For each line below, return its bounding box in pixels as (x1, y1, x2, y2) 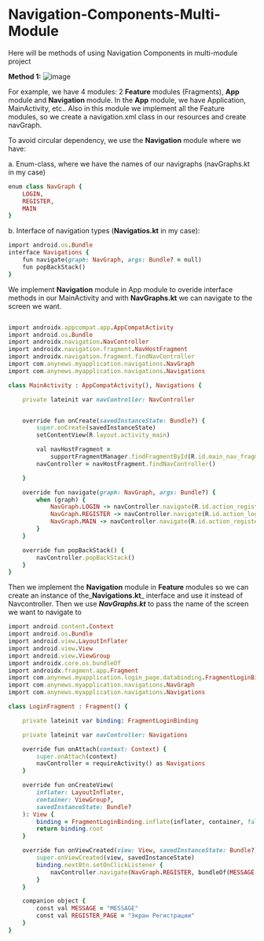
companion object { (22, 897, 86, 905)
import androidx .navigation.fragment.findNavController (8, 353, 195, 361)
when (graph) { (36, 496, 86, 503)
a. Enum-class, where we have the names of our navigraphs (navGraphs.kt (8, 159, 250, 168)
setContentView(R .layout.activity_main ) (36, 431, 170, 439)
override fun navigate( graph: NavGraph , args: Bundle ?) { (22, 489, 216, 496)
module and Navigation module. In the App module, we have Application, (8, 95, 246, 104)
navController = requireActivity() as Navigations (36, 760, 206, 767)
